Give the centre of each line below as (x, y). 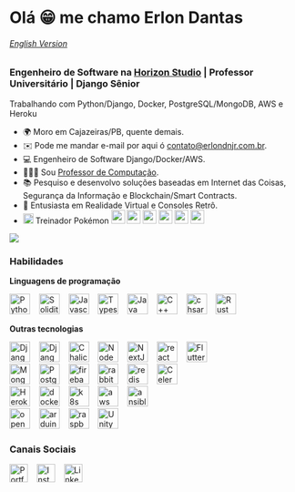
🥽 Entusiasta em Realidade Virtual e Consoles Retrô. (120, 205)
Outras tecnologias (46, 329)
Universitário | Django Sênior (75, 84)
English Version (39, 43)
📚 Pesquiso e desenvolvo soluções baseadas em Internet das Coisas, (154, 182)
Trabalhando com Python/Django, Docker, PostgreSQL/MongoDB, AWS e (147, 104)
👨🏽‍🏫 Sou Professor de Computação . (91, 172)
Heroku (23, 113)
